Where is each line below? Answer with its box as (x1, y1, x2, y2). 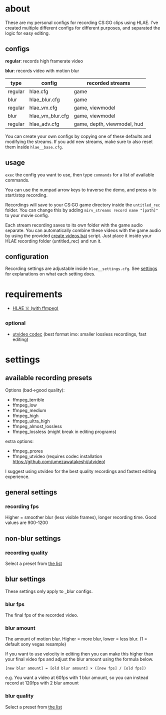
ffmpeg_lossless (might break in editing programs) (12, 428, 116, 434)
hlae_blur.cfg (29, 96, 60, 103)
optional (5, 319, 26, 326)
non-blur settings (5, 534, 61, 542)
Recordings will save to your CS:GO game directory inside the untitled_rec (5, 201, 160, 207)
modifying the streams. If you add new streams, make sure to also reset (5, 138, 153, 144)
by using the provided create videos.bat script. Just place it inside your (5, 232, 151, 238)
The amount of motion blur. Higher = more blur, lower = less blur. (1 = (5, 636, 147, 642)
